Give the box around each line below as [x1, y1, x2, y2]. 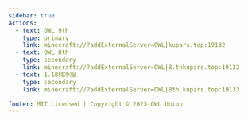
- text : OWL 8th [15, 48, 69, 56]
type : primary [22, 33, 69, 42]
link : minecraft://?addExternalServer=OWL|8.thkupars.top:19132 [22, 64, 240, 72]
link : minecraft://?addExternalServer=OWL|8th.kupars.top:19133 [22, 85, 240, 94]
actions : [8, 19, 37, 27]
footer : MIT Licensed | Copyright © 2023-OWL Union [8, 100, 183, 108]
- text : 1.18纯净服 [15, 71, 76, 79]
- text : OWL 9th [15, 26, 69, 34]
